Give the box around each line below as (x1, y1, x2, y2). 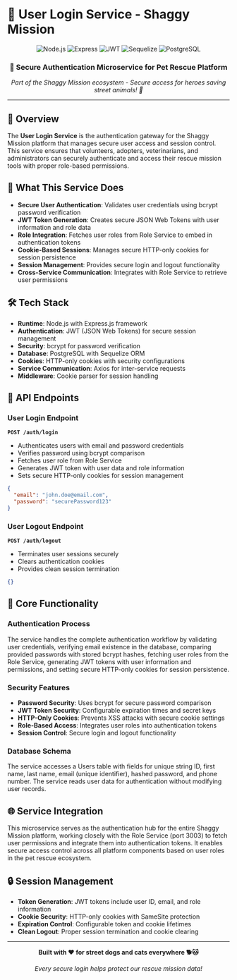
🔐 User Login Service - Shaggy (7, 6, 190, 23)
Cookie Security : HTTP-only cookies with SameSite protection (17, 912, 200, 921)
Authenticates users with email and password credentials (17, 441, 184, 450)
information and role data (17, 223, 92, 231)
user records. (7, 785, 47, 793)
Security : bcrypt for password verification (17, 341, 141, 350)
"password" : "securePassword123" (13, 498, 112, 506)
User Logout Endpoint (7, 521, 84, 531)
